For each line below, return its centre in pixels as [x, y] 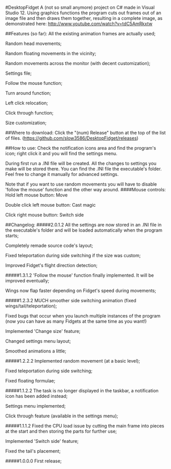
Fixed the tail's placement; [33, 451]
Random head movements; [34, 43]
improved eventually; [27, 281]
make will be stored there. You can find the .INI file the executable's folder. [83, 169]
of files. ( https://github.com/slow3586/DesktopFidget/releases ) [72, 138]
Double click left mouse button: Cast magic [51, 205]
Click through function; [29, 113]
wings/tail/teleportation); [31, 306]
